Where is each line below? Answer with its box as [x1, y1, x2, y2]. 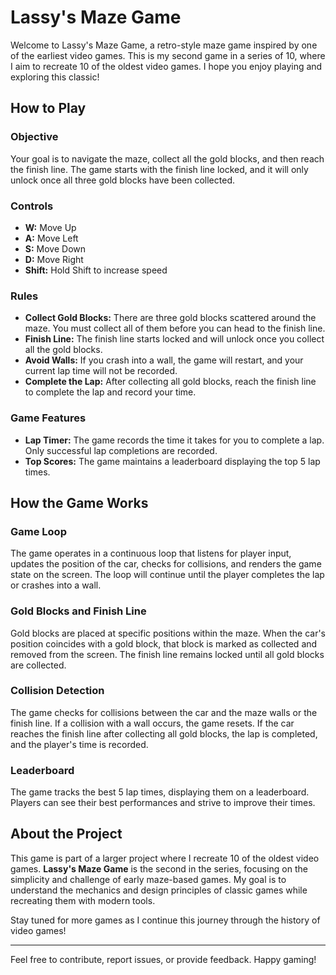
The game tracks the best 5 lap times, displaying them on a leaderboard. [10, 786, 310, 798]
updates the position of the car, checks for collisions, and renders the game [10, 558, 322, 570]
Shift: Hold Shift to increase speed [24, 264, 168, 276]
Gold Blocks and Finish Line [10, 604, 147, 618]
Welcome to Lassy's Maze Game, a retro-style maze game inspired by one [10, 39, 318, 51]
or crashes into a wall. [10, 579, 102, 591]
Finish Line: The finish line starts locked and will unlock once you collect [24, 333, 325, 345]
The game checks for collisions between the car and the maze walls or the [10, 706, 318, 718]
